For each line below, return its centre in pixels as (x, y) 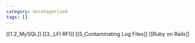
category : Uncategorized (37, 11)
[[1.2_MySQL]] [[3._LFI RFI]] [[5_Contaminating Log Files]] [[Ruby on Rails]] (98, 34)
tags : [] (17, 17)
